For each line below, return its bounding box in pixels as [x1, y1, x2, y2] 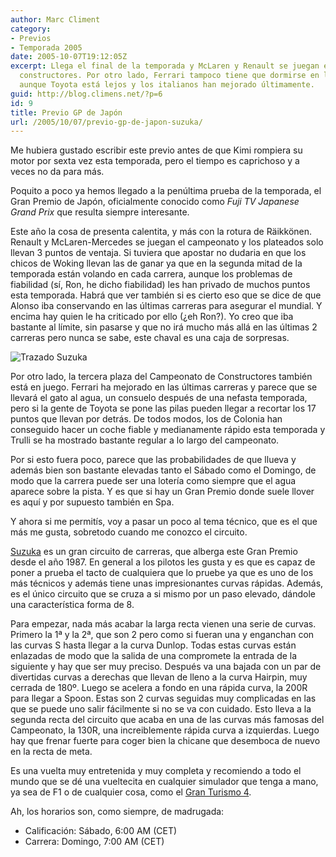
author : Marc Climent [10, 14, 101, 25]
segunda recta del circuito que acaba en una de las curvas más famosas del [10, 714, 325, 726]
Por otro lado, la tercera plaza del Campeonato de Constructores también [10, 371, 313, 383]
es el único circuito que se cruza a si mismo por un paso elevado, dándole [10, 588, 317, 600]
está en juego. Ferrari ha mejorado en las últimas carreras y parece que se [10, 381, 318, 393]
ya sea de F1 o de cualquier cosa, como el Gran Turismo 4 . [10, 786, 252, 798]
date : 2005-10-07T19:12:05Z [10, 52, 128, 62]
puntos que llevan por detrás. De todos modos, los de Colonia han [10, 413, 283, 425]
